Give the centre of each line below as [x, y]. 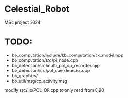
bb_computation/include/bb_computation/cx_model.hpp [67, 55]
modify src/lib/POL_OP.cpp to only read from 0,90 [55, 90]
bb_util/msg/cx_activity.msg [39, 81]
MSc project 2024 [23, 22]
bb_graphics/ [25, 75]
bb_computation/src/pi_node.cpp [45, 60]
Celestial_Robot [37, 9]
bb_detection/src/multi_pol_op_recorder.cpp [56, 65]
